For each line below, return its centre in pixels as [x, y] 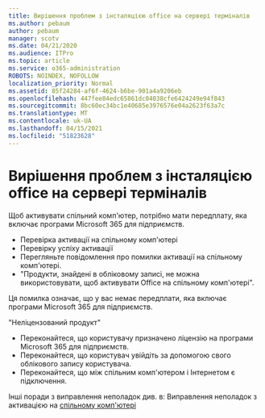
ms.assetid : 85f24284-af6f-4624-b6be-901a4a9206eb [95, 91]
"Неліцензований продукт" [54, 322]
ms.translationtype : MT [48, 114]
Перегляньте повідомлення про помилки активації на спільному [131, 257]
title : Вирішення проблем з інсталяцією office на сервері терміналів [129, 16]
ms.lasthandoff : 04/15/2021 [56, 128]
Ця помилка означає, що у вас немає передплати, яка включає [118, 298]
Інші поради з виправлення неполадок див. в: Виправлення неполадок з [133, 396]
